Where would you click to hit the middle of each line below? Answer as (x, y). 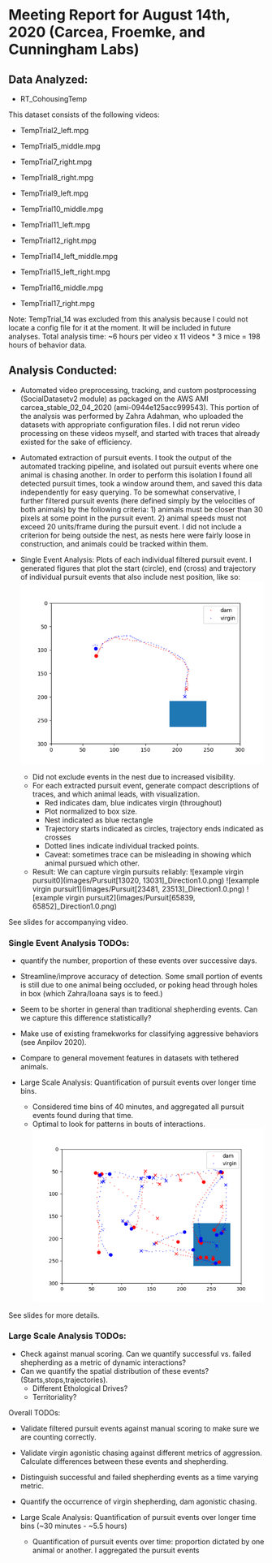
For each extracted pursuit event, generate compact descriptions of (146, 785)
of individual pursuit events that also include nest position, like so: (130, 576)
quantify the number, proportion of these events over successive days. (138, 961)
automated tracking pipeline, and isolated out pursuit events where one (139, 466)
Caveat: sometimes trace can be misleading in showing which (148, 854)
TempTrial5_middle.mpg (60, 146)
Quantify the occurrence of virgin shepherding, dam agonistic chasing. (138, 1501)
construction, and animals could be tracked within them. (114, 544)
